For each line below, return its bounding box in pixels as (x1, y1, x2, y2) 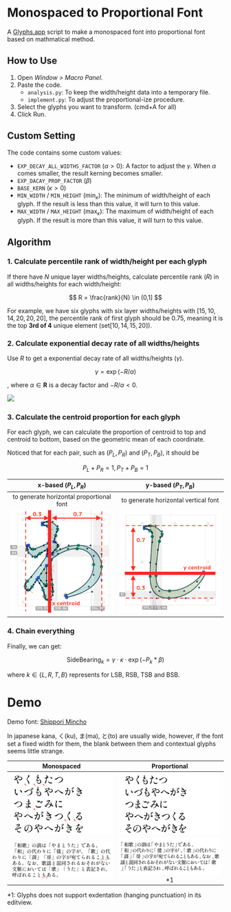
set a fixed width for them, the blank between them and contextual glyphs (7, 740, 217, 748)
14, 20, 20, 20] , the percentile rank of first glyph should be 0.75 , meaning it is (7, 314, 223, 322)
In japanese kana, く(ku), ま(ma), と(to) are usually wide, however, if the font (7, 731, 223, 740)
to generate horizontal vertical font (121, 496, 219, 504)
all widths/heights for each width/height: (7, 279, 122, 288)
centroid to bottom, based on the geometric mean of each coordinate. (7, 435, 205, 444)
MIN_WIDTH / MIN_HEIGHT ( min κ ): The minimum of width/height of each (16, 191, 211, 201)
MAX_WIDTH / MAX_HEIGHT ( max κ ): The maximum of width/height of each (16, 207, 214, 217)
